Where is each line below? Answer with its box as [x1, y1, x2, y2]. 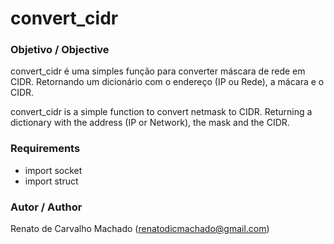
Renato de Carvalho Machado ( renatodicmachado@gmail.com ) [10, 223, 270, 235]
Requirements [10, 142, 81, 156]
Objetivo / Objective [10, 43, 110, 57]
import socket [24, 164, 83, 176]
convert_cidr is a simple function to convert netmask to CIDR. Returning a [10, 106, 313, 118]
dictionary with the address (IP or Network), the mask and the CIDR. [10, 117, 290, 129]
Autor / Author [10, 200, 83, 214]
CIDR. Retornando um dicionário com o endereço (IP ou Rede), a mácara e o [10, 76, 325, 88]
